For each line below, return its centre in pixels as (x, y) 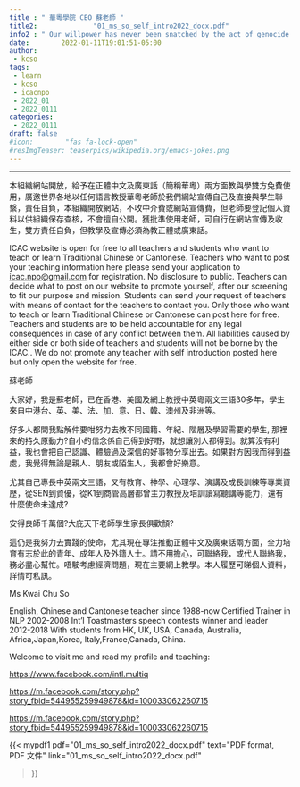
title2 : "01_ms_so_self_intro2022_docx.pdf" (119, 26)
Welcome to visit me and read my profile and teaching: (110, 657)
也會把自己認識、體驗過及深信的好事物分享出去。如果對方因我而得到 (158, 451)
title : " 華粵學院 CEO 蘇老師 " (67, 17)
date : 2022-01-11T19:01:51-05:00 (86, 42)
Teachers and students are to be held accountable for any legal (126, 323)
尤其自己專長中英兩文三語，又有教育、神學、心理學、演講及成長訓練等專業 (146, 481)
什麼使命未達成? (39, 504)
